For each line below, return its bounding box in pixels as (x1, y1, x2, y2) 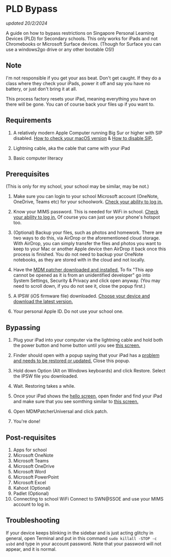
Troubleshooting (6, 516, 60, 525)
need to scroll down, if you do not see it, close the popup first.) (13, 283, 146, 289)
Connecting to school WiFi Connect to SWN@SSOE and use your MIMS (13, 496, 164, 502)
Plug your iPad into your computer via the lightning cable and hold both (13, 337, 163, 343)
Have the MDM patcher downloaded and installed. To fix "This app (13, 267, 154, 273)
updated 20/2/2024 (6, 20, 47, 26)
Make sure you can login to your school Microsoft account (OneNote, (13, 193, 159, 200)
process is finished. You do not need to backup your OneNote (13, 251, 143, 257)
